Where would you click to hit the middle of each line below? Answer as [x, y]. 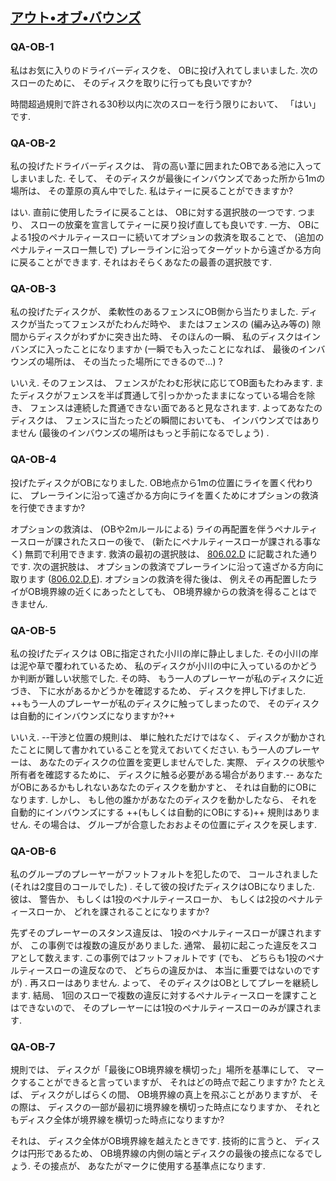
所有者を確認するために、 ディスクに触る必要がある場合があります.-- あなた [166, 774]
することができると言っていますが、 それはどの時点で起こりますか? [157, 1082]
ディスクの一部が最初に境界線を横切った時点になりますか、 [170, 1107]
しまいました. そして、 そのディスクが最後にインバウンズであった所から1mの [168, 178]
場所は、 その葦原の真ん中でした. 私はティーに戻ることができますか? [152, 190]
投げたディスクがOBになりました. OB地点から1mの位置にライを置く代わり [162, 482]
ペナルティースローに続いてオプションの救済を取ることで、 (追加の [186, 237]
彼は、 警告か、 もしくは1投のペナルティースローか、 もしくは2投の [149, 899]
